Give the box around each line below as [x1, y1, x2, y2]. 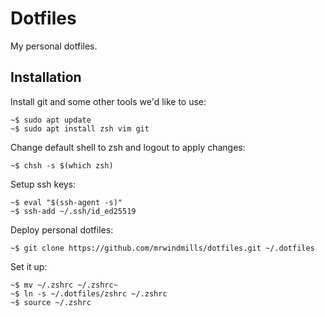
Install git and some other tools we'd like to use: [10, 95, 207, 107]
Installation [10, 69, 82, 86]
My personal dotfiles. [10, 40, 98, 52]
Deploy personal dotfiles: [10, 223, 114, 236]
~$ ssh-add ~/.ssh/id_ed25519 [10, 206, 137, 216]
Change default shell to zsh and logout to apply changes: [10, 141, 246, 153]
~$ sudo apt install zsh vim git [10, 123, 150, 134]
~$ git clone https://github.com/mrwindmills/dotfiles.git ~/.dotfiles [10, 243, 315, 253]
